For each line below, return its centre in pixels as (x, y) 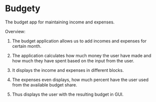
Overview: (15, 31)
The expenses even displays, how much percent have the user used (80, 80)
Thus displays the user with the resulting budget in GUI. (68, 94)
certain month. (27, 46)
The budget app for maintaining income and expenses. (60, 22)
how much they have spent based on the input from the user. (73, 61)
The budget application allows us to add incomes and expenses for (79, 41)
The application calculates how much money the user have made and (82, 55)
